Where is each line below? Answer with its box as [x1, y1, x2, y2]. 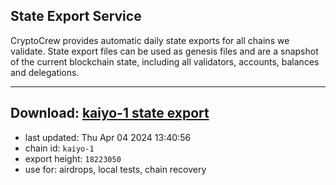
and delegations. [10, 66, 80, 78]
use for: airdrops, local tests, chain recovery [24, 163, 207, 175]
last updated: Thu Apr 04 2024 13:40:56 [24, 131, 192, 143]
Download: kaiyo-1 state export [10, 105, 210, 122]
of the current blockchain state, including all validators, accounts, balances [10, 55, 320, 68]
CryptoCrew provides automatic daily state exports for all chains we [10, 34, 290, 46]
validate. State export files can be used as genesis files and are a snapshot [10, 45, 319, 57]
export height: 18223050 [24, 152, 122, 164]
